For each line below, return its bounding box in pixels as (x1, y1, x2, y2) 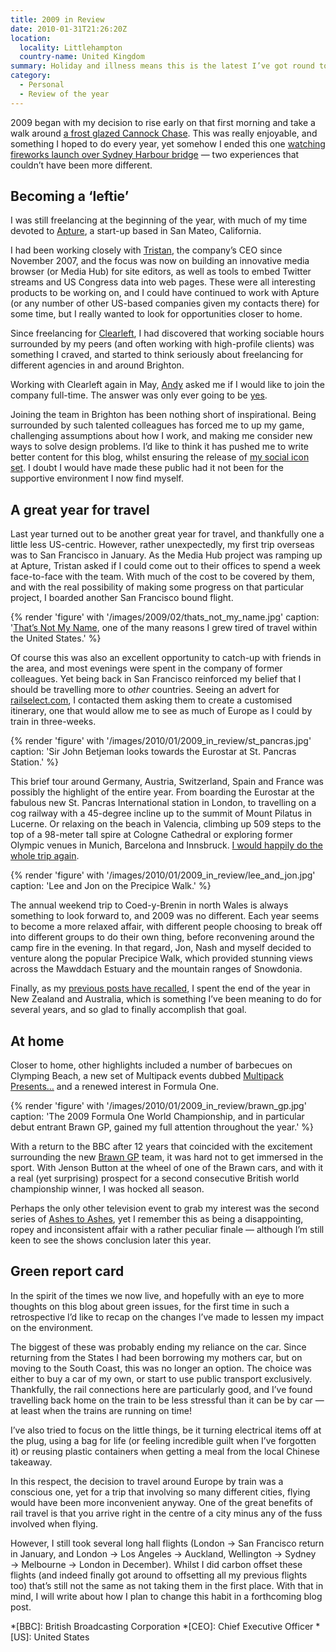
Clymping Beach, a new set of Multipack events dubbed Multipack (10, 1070, 284, 1082)
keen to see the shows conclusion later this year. (10, 1234, 212, 1246)
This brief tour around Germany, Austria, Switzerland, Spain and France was (10, 776, 324, 788)
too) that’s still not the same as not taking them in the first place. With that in (10, 1579, 324, 1591)
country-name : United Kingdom (19, 52, 145, 62)
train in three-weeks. (10, 716, 97, 728)
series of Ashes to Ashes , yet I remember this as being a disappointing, (10, 1213, 304, 1225)
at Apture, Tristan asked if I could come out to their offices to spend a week (10, 560, 321, 572)
